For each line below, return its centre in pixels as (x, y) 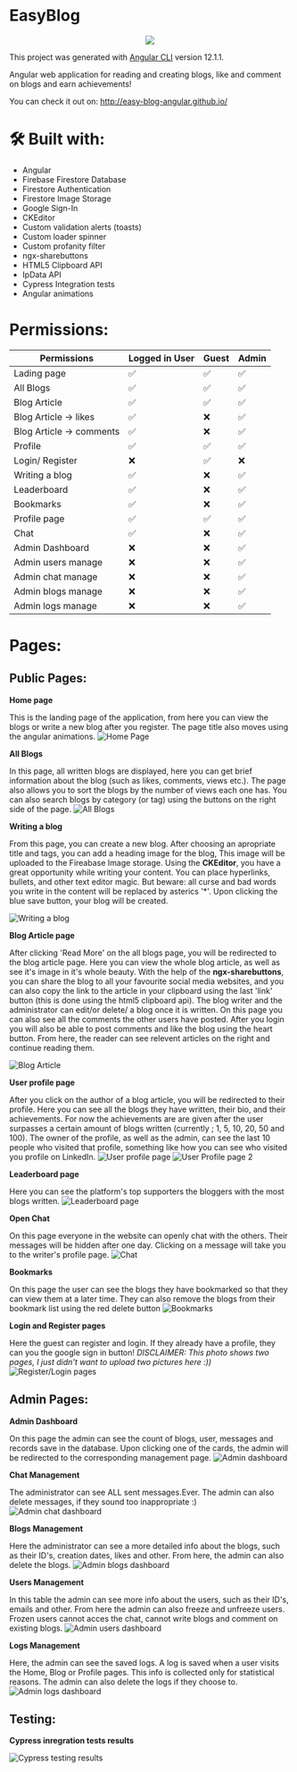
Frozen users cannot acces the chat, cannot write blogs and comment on (144, 1618)
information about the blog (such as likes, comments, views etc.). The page (148, 780)
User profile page (42, 1082)
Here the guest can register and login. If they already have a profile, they (143, 1343)
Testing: (33, 1720)
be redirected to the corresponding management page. (110, 1457)
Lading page (40, 373)
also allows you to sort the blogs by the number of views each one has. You (148, 790)
